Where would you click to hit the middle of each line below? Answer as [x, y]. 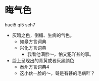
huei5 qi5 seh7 [20, 25]
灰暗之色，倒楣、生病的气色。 [43, 35]
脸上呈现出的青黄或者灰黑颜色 [43, 60]
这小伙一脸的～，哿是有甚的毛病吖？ [57, 73]
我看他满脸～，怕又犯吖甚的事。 [60, 54]
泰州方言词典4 [34, 67]
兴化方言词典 [33, 48]
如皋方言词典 [33, 42]
